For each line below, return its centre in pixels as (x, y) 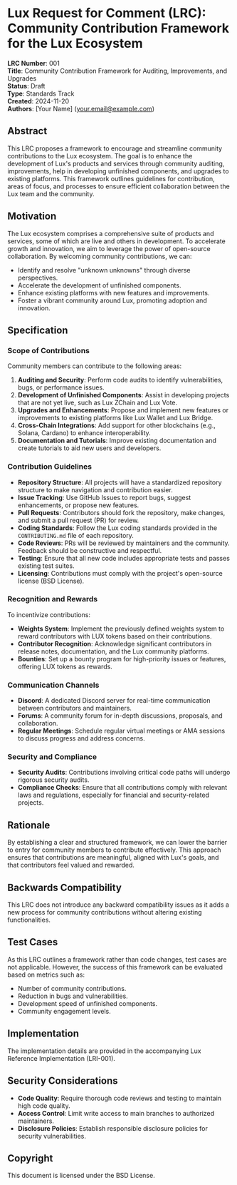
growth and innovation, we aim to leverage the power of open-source (109, 248)
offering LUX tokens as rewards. (65, 666)
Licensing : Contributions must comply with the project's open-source (120, 573)
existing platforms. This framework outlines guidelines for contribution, (111, 178)
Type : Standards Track (41, 93)
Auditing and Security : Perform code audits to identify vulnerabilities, (120, 380)
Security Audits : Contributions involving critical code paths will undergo (124, 773)
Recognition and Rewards (53, 599)
